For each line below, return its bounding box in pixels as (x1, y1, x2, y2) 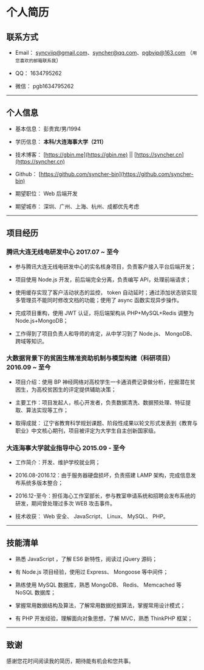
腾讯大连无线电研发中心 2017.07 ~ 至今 (6, 248, 120, 256)
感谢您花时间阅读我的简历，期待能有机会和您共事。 (6, 657, 134, 665)
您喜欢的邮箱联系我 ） (15, 57, 62, 64)
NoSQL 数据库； (15, 588, 56, 596)
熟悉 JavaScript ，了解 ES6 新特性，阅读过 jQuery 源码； (15, 555, 158, 562)
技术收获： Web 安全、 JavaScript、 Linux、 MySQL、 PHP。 (15, 513, 169, 520)
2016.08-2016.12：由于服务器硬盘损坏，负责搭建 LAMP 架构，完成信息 (15, 471, 191, 479)
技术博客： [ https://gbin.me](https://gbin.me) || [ (15, 150, 137, 158)
